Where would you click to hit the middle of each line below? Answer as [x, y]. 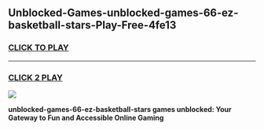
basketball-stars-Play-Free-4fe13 [92, 26]
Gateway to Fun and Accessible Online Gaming [86, 117]
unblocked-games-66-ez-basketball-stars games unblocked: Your [120, 109]
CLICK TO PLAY [38, 48]
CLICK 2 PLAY [35, 77]
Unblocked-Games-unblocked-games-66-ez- [123, 13]
